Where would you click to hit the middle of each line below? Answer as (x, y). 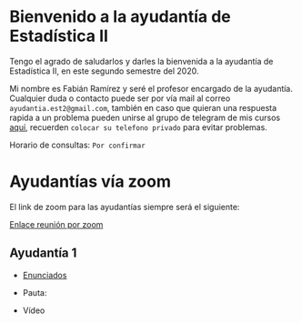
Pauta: (35, 292)
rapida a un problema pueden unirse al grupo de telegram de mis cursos (145, 117)
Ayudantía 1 (43, 253)
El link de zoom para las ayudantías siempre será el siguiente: (125, 207)
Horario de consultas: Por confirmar (77, 145)
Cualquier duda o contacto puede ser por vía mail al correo (120, 98)
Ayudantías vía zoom (90, 182)
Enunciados (45, 275)
